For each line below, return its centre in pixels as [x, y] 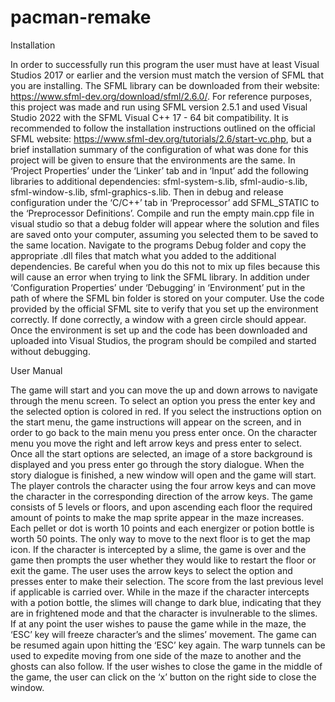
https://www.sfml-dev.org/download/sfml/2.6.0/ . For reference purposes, [161, 96]
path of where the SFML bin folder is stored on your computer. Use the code [167, 298]
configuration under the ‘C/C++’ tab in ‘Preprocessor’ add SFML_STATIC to [165, 202]
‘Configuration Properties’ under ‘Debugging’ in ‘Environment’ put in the [158, 287]
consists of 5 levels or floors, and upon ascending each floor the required [161, 507]
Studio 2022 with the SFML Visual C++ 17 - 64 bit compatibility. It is [149, 117]
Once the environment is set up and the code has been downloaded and [159, 330]
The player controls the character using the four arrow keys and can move [163, 485]
